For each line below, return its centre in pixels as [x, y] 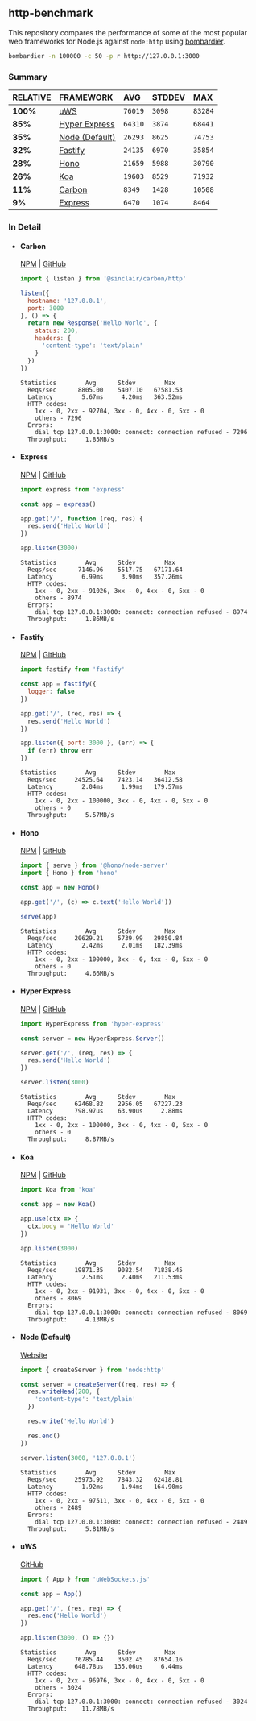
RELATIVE [32, 97]
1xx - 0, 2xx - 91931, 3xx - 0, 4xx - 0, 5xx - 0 [120, 1291]
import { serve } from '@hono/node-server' [94, 865]
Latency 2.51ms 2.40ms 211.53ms [105, 1277]
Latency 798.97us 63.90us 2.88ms [105, 1111]
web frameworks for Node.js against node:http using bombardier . [117, 41]
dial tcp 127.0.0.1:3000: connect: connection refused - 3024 [141, 1702]
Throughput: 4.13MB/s [71, 1319]
